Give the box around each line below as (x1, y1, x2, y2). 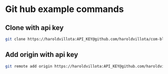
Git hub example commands (5, 3, 124, 15)
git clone (5, 36, 26, 41)
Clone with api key (5, 23, 64, 32)
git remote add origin (5, 63, 52, 68)
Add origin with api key (5, 50, 78, 59)
